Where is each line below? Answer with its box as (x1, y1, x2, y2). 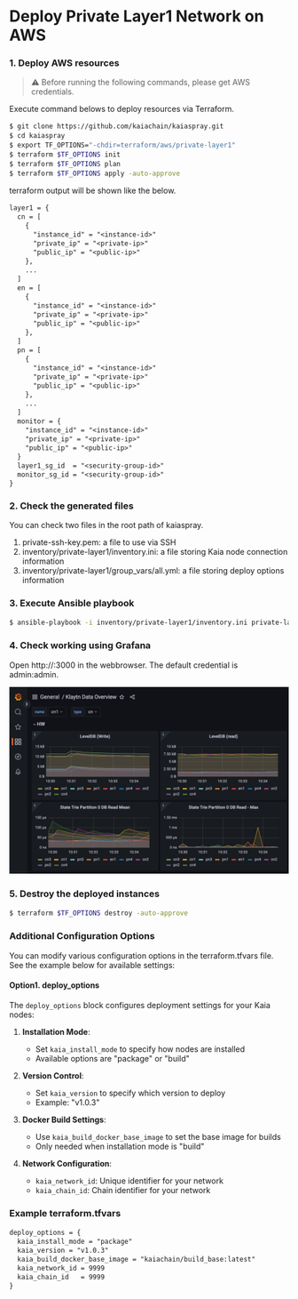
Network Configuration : (21, 1158, 113, 1168)
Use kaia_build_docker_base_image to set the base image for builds (35, 1131, 281, 1142)
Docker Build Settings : (21, 1114, 106, 1125)
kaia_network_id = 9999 (17, 1264, 105, 1273)
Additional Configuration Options (9, 930, 155, 942)
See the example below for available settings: (9, 959, 176, 970)
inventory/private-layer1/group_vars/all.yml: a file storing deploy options (21, 565, 285, 576)
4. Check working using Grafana (9, 639, 152, 652)
